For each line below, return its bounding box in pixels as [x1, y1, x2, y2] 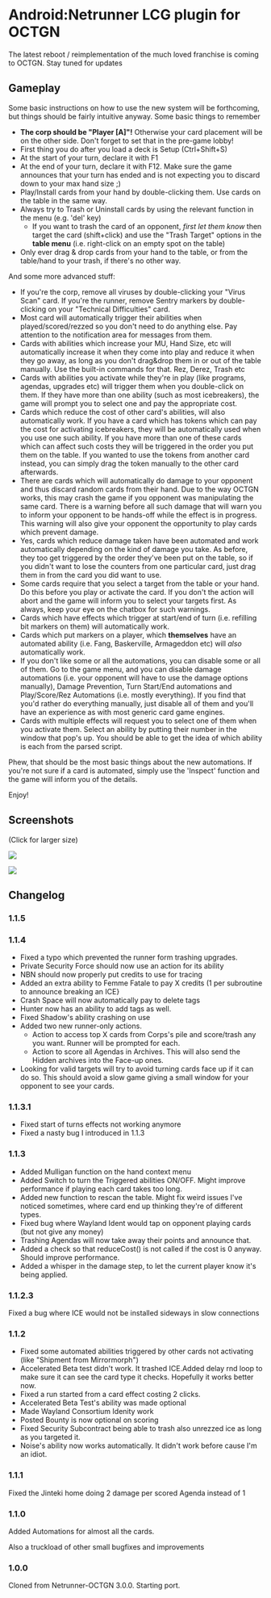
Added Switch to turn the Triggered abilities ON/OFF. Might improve [19, 1175, 246, 1185]
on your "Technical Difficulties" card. [48, 304, 171, 314]
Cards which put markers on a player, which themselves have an [19, 630, 236, 639]
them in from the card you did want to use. [19, 570, 162, 579]
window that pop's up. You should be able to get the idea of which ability [19, 733, 263, 743]
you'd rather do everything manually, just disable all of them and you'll [19, 698, 254, 708]
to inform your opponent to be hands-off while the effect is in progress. [19, 510, 257, 520]
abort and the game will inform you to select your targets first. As [19, 596, 237, 605]
